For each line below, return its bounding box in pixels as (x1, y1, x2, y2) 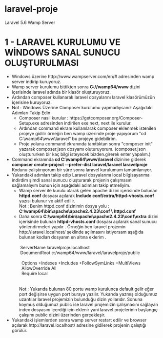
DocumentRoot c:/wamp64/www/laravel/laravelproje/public (20, 250, 140, 256)
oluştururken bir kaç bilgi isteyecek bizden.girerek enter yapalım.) (19, 151, 151, 157)
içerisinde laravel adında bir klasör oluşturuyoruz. (11, 89, 111, 95)
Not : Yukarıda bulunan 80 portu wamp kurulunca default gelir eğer (19, 286, 154, 292)
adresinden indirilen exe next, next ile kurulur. (40, 120, 132, 126)
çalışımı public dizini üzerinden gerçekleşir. (19, 312, 105, 318)
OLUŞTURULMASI (4, 58, 79, 69)
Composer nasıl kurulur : (19, 115, 69, 120)
